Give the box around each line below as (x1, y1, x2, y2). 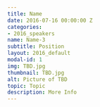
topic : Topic (7, 82, 46, 89)
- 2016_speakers (7, 30, 55, 37)
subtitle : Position (7, 43, 65, 50)
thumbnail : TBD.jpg (7, 69, 65, 76)
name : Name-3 (7, 37, 46, 44)
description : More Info (7, 89, 77, 96)
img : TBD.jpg (7, 63, 46, 70)
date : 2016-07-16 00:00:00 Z (7, 17, 93, 24)
